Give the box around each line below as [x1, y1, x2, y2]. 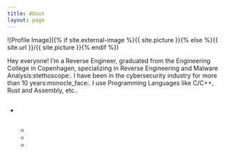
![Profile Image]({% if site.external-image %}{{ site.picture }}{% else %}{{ [7, 35, 219, 44]
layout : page [7, 17, 45, 24]
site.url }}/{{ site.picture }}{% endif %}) [7, 43, 119, 51]
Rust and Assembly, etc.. [7, 86, 78, 94]
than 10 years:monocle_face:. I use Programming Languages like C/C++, [7, 78, 214, 87]
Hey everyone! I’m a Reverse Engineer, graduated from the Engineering [7, 56, 210, 65]
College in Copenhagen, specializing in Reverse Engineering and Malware [7, 64, 219, 72]
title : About [7, 10, 45, 17]
